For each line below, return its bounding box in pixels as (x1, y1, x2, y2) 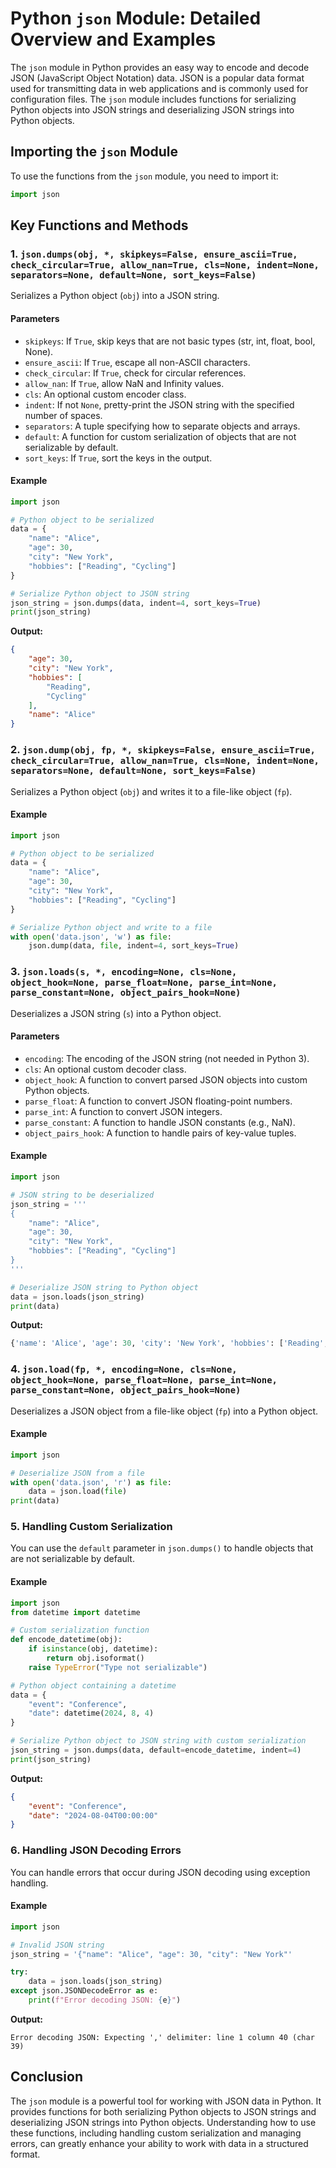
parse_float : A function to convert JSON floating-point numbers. (24, 1095, 293, 1107)
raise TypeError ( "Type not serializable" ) (28, 1662, 208, 1672)
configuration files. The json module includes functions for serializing (10, 93, 297, 105)
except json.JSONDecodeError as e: (10, 1986, 159, 1996)
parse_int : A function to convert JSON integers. (24, 1105, 223, 1117)
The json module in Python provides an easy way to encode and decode (10, 61, 310, 73)
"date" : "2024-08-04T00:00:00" (28, 1810, 159, 1821)
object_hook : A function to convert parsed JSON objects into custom (24, 1073, 308, 1086)
